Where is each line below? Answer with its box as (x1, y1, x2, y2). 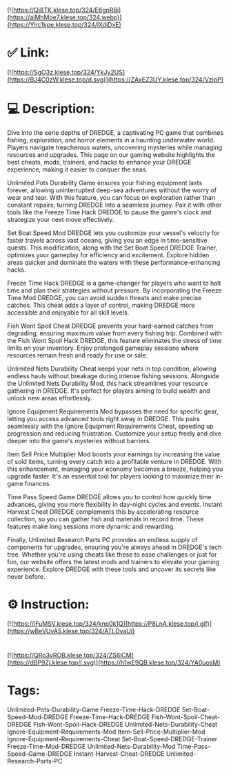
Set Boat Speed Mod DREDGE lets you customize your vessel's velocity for (7, 228, 220, 237)
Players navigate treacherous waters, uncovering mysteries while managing (7, 143, 223, 151)
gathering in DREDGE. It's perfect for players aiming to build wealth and (7, 387, 210, 395)
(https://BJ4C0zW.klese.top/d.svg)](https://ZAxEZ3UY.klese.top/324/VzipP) (7, 75, 224, 84)
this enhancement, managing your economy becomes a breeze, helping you (7, 465, 223, 473)
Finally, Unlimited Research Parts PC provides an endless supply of (7, 535, 198, 544)
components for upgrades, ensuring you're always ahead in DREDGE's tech (7, 543, 222, 551)
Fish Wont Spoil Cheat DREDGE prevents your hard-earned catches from (7, 322, 214, 330)
